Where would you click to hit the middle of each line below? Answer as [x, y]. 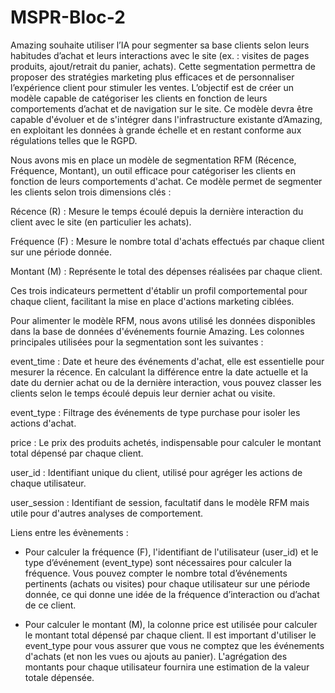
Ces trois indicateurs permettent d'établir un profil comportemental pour [159, 290]
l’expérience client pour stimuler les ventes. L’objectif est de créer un [152, 87]
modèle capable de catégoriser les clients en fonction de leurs [139, 98]
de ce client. [50, 605]
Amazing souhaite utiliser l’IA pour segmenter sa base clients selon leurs [160, 45]
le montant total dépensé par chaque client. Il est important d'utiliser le [170, 635]
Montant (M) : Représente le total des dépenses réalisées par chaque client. [166, 271]
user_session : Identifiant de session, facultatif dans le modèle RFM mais [160, 502]
